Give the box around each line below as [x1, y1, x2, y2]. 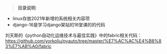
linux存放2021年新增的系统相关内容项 [12, 15, 90, 21]
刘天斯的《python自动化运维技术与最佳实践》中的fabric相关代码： [5, 32, 142, 38]
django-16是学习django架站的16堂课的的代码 [12, 22, 106, 27]
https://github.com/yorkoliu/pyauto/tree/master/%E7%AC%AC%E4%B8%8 [5, 38, 162, 44]
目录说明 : [17, 5, 37, 10]
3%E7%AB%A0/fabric [5, 43, 52, 49]
